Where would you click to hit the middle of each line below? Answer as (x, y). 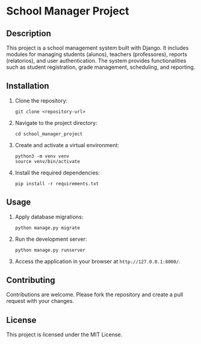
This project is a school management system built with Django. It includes (97, 48)
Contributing (31, 280)
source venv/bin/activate (47, 161)
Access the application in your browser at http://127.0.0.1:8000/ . (97, 261)
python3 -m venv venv (42, 156)
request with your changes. (40, 301)
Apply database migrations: (49, 217)
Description (29, 33)
